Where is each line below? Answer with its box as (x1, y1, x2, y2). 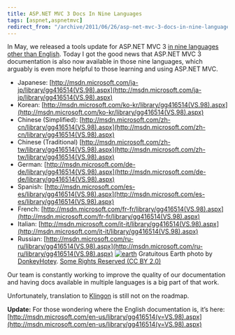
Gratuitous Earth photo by (138, 249, 213, 258)
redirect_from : (7, 23, 52, 30)
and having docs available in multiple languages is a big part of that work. (7, 278, 220, 287)
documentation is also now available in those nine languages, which (7, 57, 203, 66)
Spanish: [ (17, 183, 47, 191)
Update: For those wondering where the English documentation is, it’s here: (7, 306, 225, 314)
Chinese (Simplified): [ (17, 116, 83, 124)
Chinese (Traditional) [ (17, 138, 83, 146)
